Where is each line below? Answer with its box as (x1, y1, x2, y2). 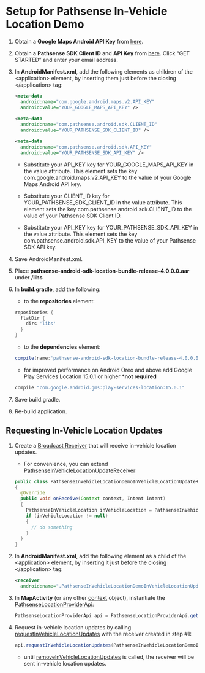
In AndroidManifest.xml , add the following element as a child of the (14, 553, 187, 560)
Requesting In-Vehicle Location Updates (6, 426, 163, 436)
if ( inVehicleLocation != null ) (26, 513, 108, 519)
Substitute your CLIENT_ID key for (23, 192, 110, 200)
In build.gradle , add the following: (14, 286, 101, 293)
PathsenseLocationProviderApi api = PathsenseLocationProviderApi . (14, 612, 190, 618)
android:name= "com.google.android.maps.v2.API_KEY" (20, 98, 155, 105)
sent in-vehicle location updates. (23, 659, 106, 667)
